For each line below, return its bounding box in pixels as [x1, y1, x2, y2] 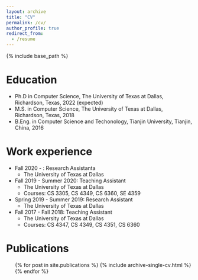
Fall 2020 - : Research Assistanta [14, 164, 96, 172]
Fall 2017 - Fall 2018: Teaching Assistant [14, 208, 112, 215]
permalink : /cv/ [6, 20, 46, 25]
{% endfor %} [14, 268, 49, 275]
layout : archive [6, 8, 46, 15]
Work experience [6, 145, 93, 159]
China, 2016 [14, 124, 44, 131]
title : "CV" [6, 14, 35, 20]
